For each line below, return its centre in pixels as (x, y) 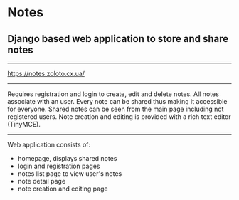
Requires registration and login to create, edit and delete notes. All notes (113, 94)
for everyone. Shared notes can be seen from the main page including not (116, 109)
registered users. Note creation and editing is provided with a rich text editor (119, 117)
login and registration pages (59, 166)
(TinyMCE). (24, 124)
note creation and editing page (63, 189)
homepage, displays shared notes (67, 158)
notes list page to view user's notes (70, 174)
